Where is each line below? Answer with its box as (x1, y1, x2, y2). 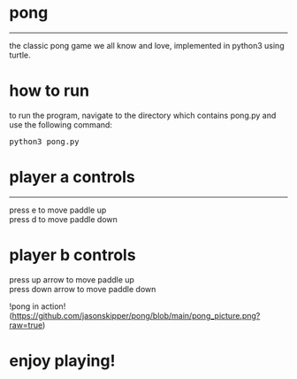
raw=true (9, 320, 42, 330)
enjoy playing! (9, 351, 116, 370)
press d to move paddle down (9, 213, 118, 224)
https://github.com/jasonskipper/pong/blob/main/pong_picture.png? (11, 310, 261, 321)
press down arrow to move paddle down (9, 283, 156, 294)
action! (41, 300, 66, 312)
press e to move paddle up (9, 205, 107, 215)
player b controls (9, 245, 136, 265)
